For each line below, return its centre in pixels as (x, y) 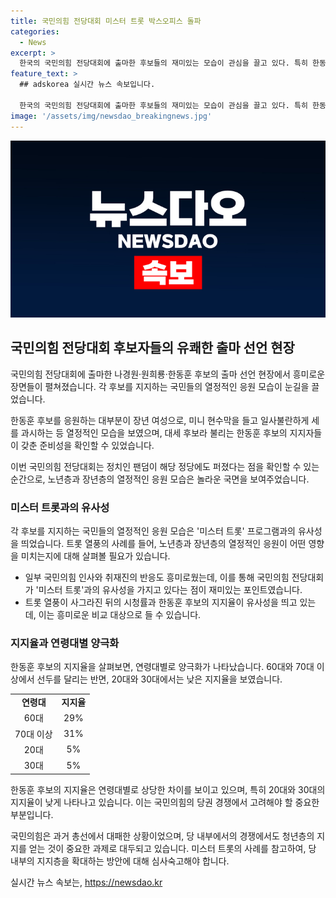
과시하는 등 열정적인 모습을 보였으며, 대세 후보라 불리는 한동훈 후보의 (154, 432)
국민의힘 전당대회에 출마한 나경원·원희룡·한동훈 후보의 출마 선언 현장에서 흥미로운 (168, 374)
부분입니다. (32, 814)
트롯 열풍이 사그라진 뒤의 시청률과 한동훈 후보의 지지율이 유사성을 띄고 (161, 602)
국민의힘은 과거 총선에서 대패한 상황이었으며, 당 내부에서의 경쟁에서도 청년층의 (162, 836)
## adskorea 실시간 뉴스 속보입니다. (87, 85)
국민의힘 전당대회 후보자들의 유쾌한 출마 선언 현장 (152, 348)
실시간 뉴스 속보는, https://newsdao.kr (86, 882)
